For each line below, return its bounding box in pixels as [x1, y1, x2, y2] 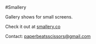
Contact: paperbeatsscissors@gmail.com [5, 33, 91, 39]
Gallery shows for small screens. [5, 14, 73, 19]
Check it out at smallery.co [5, 23, 61, 29]
